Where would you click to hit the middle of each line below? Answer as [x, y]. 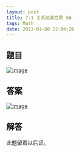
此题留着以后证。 [28, 143]
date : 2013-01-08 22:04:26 [40, 29]
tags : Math [20, 23]
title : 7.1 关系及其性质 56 [39, 18]
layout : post [23, 12]
